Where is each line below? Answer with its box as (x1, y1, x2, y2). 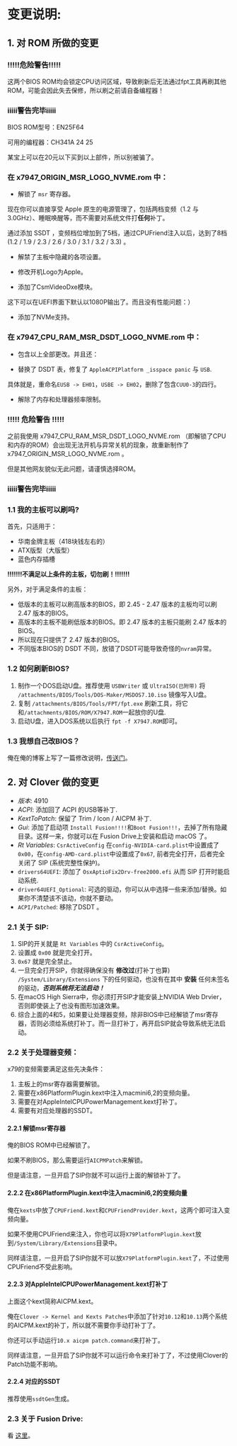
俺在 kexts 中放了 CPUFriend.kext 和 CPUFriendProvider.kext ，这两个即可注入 (7, 1205, 224, 1214)
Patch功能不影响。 (7, 1360, 62, 1368)
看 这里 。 (7, 1431, 34, 1440)
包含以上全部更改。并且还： (17, 350, 99, 358)
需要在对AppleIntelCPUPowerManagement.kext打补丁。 (17, 1098, 182, 1106)
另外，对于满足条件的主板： (7, 585, 88, 593)
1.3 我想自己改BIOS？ (7, 736, 80, 746)
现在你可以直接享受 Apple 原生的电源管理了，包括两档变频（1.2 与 (7, 205, 200, 213)
